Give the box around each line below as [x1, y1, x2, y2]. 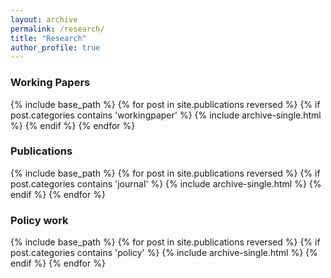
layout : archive [10, 14, 78, 25]
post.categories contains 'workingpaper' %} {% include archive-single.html [10, 109, 322, 121]
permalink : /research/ [10, 24, 105, 34]
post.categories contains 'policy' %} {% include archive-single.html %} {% [10, 247, 318, 259]
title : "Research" [10, 33, 87, 43]
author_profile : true [10, 42, 101, 53]
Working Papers [10, 76, 91, 90]
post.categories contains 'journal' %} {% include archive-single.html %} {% [10, 177, 322, 190]
